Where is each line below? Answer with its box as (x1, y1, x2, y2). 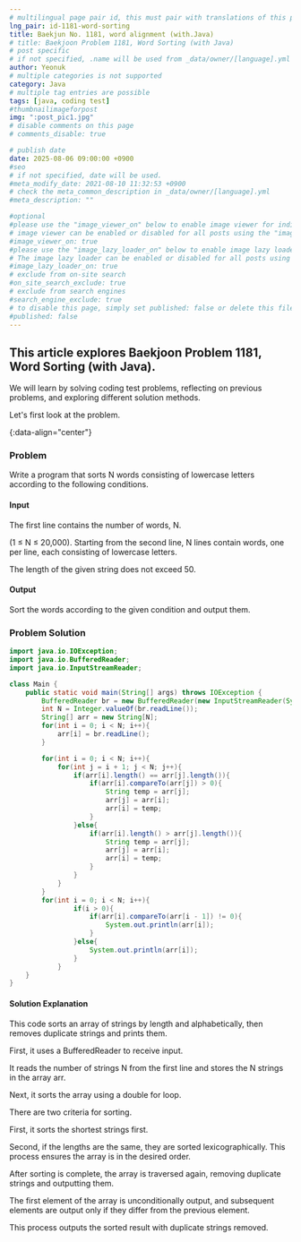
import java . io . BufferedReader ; (9, 655, 130, 664)
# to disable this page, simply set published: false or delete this (9, 304, 275, 313)
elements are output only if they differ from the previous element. (9, 1204, 251, 1215)
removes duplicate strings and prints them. (9, 1027, 168, 1039)
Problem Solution (9, 626, 87, 638)
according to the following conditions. (9, 479, 150, 490)
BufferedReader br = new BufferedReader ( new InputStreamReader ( (41, 696, 287, 706)
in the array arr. (9, 1072, 66, 1083)
